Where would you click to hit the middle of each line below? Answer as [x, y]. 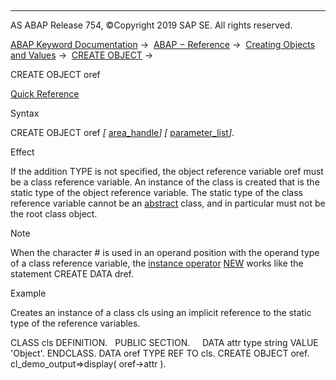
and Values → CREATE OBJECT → [82, 55]
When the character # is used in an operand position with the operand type [165, 252]
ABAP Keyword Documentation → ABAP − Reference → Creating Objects [163, 44]
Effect [22, 152]
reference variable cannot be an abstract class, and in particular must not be [168, 203]
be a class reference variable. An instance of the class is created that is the [165, 182]
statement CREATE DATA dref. [72, 274]
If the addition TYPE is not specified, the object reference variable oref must [167, 171]
